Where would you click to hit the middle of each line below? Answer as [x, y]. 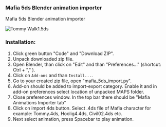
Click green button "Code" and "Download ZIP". [63, 53]
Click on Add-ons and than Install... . [53, 75]
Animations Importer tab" [39, 102]
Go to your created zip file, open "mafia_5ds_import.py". [72, 81]
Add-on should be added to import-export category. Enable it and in [85, 86]
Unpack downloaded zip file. [43, 59]
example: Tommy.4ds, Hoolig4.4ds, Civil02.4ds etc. [67, 113]
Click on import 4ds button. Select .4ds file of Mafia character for [82, 108]
